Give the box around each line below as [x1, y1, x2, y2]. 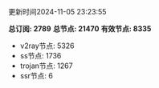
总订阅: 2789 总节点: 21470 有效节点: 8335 [8, 24, 152, 34]
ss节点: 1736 [19, 51, 62, 60]
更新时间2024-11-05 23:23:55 [8, 7, 107, 16]
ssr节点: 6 [19, 71, 54, 80]
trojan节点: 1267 [19, 61, 74, 70]
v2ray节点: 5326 [19, 41, 75, 50]
